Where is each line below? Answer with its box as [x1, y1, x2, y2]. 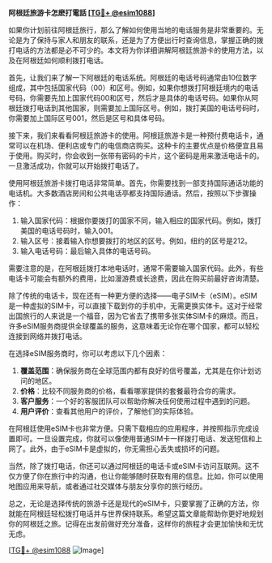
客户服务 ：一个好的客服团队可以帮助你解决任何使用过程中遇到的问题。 [19, 397, 255, 406]
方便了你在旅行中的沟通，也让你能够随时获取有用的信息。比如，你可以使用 [15, 471, 264, 481]
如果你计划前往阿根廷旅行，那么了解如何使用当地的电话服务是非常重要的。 [8, 25, 257, 35]
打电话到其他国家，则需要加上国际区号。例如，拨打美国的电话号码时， [29, 103, 264, 113]
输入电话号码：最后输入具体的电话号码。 [19, 247, 155, 256]
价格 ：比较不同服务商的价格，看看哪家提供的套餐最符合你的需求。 [19, 386, 240, 396]
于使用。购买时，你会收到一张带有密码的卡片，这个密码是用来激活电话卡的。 [8, 151, 264, 161]
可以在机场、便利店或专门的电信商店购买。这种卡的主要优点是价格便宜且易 [15, 141, 264, 150]
